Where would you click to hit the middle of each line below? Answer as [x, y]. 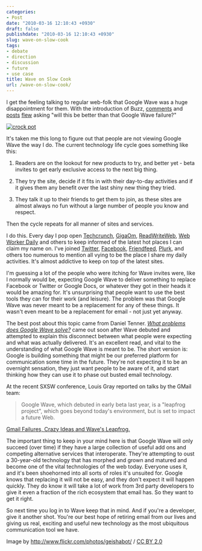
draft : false [23, 29]
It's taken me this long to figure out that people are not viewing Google [94, 139]
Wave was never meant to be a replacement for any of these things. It [93, 305]
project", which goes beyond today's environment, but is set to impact [108, 411]
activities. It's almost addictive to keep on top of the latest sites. [85, 261]
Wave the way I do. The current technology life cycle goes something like [97, 145]
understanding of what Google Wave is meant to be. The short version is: [97, 349]
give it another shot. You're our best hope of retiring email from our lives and [101, 517]
